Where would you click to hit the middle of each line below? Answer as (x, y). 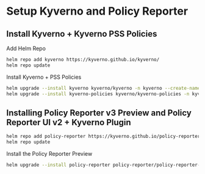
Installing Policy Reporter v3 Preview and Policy (99, 113)
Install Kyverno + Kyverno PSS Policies (82, 34)
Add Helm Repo (26, 48)
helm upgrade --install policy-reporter (59, 165)
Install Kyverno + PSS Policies (44, 77)
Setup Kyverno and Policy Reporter (97, 11)
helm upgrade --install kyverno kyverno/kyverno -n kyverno (85, 88)
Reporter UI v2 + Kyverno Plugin (69, 122)
